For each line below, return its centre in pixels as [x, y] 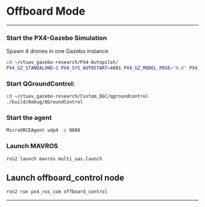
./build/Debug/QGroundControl [45, 102]
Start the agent [29, 117]
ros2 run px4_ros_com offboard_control [57, 192]
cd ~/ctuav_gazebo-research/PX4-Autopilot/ [63, 62]
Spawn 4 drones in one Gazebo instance [57, 51]
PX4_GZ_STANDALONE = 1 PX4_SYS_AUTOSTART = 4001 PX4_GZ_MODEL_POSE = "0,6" [97, 68]
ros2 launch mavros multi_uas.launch [54, 159]
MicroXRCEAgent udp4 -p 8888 [43, 130]
